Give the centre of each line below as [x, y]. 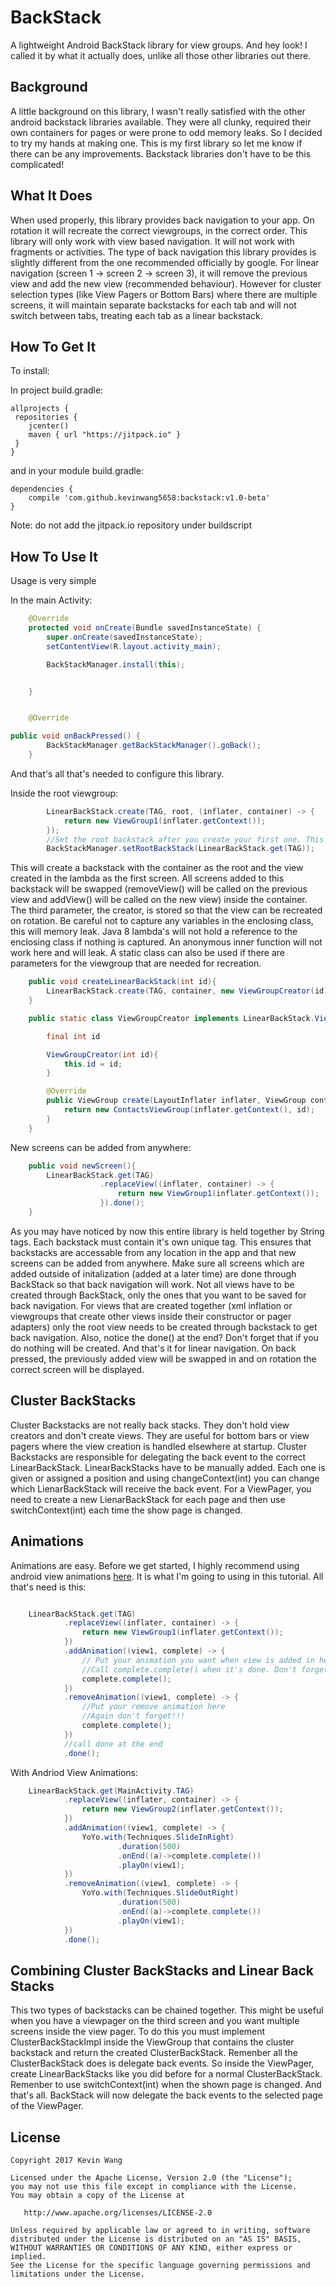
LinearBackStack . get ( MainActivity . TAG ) [111, 1791]
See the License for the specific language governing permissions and [160, 2266]
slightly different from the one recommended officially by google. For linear [165, 262]
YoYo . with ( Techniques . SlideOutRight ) [160, 1893]
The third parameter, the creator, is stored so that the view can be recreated [166, 910]
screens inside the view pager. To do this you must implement [138, 2032]
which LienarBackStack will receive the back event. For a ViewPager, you [161, 1488]
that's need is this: [48, 1587]
